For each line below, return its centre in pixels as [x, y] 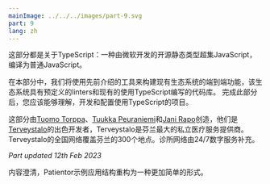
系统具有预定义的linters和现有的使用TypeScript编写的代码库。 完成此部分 [136, 92]
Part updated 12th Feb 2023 [55, 156]
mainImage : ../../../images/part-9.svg [75, 16]
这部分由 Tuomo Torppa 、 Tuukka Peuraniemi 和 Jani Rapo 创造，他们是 [123, 119]
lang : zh [23, 31]
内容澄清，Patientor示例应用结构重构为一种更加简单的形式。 [108, 172]
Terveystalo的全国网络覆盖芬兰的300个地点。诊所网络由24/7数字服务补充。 [134, 140]
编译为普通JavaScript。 [48, 65]
